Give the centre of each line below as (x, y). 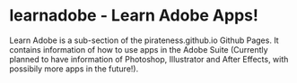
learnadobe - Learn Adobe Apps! (134, 16)
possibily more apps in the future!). (74, 69)
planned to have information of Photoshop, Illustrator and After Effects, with (149, 59)
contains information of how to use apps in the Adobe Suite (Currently (139, 49)
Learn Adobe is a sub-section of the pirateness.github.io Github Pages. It (144, 40)
